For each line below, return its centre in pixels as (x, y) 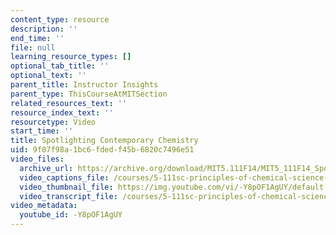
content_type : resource (60, 19)
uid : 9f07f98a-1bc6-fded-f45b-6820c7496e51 (102, 150)
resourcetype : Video (53, 122)
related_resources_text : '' (69, 103)
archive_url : (46, 168)
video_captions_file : (64, 177)
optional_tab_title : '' (60, 66)
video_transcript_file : (68, 196)
